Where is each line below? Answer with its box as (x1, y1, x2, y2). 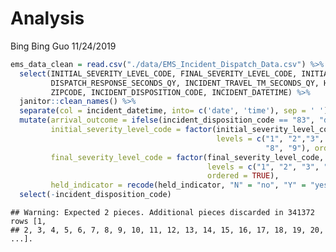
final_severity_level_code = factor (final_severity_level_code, (50, 152, 325, 162)
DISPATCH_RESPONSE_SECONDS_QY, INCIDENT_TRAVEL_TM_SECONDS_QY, (50, 78, 320, 88)
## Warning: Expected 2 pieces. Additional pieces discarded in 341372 (10, 208, 315, 218)
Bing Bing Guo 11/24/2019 (10, 40, 117, 52)
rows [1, (10, 217, 47, 227)
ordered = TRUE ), (207, 171, 280, 181)
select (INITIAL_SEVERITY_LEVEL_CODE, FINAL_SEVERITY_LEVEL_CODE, (19, 68, 298, 79)
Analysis (10, 7, 85, 30)
